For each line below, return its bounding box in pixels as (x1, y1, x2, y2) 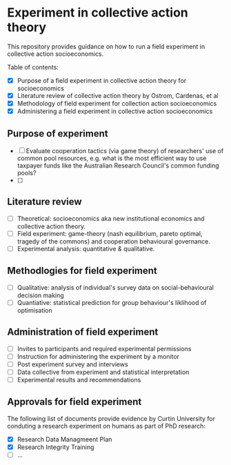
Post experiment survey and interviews (17, 360, 129, 368)
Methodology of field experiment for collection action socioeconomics (17, 99, 217, 108)
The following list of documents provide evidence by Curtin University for (7, 414, 216, 422)
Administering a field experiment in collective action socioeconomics (17, 107, 213, 115)
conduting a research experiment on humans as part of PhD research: (7, 422, 205, 430)
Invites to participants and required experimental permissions (17, 344, 192, 353)
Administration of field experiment (7, 326, 159, 338)
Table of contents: (7, 63, 59, 71)
